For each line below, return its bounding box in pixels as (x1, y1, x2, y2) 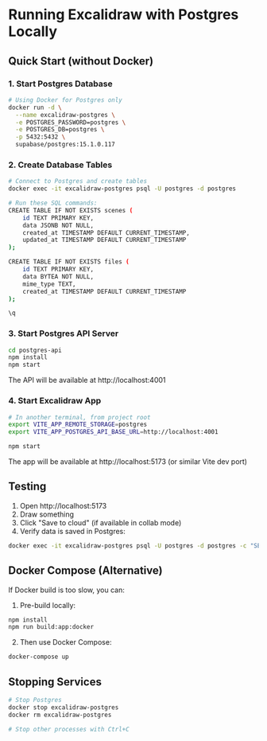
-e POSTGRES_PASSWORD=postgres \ (15, 118, 126, 127)
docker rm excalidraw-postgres (8, 711, 112, 719)
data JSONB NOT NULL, (22, 221, 94, 229)
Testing (8, 480, 47, 493)
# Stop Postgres (8, 696, 62, 704)
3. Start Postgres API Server (8, 328, 119, 339)
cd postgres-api (8, 346, 62, 354)
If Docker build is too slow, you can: (8, 585, 125, 595)
